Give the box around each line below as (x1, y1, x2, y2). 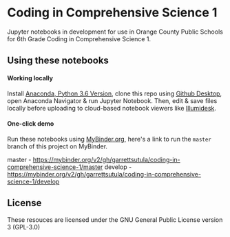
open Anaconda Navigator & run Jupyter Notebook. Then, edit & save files (7, 96, 218, 104)
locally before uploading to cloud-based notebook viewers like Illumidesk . (7, 104, 217, 112)
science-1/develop (7, 177, 60, 185)
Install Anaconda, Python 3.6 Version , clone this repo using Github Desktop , (7, 89, 222, 98)
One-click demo (7, 120, 54, 128)
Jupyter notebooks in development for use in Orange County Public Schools (7, 27, 224, 36)
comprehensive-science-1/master (7, 163, 103, 171)
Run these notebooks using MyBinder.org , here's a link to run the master (7, 135, 212, 143)
